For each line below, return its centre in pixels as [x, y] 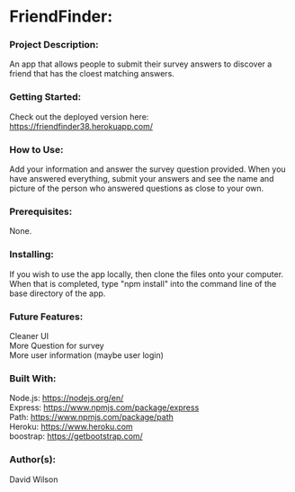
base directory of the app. [58, 293]
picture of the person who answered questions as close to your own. [137, 188]
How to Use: [36, 149]
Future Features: [46, 317]
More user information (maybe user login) [87, 355]
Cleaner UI [29, 335]
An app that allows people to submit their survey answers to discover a [141, 64]
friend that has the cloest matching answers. [92, 74]
